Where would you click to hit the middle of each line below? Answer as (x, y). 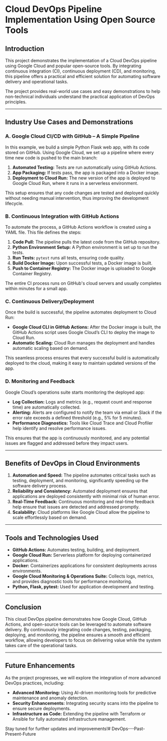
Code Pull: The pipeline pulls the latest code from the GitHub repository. (86, 242)
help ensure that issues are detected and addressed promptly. (76, 507)
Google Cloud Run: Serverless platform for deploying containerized (82, 555)
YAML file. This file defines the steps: (43, 232)
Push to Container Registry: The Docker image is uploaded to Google (84, 268)
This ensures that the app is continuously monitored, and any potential (77, 438)
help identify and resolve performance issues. (59, 428)
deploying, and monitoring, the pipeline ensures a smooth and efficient (78, 635)
